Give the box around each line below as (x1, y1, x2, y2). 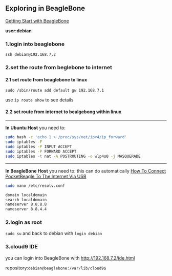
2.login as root (5, 219, 42, 226)
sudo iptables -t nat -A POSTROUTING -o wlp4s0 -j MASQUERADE (5, 154, 141, 159)
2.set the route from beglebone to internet (5, 64, 113, 71)
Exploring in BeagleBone (5, 4, 85, 13)
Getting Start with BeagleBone (5, 17, 69, 24)
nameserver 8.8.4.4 (5, 207, 47, 212)
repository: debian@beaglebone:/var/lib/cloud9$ (5, 265, 106, 271)
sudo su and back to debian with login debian (5, 230, 102, 237)
